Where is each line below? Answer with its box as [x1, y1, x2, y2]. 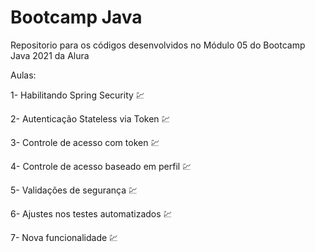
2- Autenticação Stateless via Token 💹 [10, 112, 171, 125]
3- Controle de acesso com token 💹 [10, 136, 160, 148]
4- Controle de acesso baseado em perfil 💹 [10, 160, 192, 172]
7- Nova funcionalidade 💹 [10, 231, 119, 243]
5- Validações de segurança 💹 [10, 184, 138, 196]
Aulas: [10, 69, 37, 81]
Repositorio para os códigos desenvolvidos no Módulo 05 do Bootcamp [10, 39, 306, 51]
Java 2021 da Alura [10, 49, 90, 61]
